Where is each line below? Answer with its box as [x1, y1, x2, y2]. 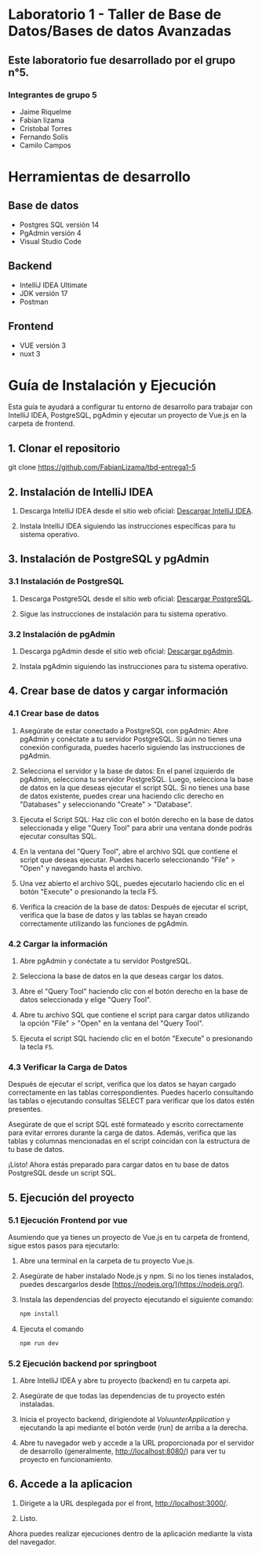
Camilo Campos [19, 140, 71, 150]
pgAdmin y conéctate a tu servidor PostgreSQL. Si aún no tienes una [19, 734, 242, 744]
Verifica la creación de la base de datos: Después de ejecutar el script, [19, 901, 249, 912]
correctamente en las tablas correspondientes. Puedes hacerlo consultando [8, 1088, 254, 1097]
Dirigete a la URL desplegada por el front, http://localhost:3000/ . [19, 1498, 228, 1508]
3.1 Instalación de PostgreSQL [8, 576, 124, 587]
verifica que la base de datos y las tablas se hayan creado [19, 910, 208, 920]
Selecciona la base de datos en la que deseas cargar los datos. [19, 971, 224, 981]
